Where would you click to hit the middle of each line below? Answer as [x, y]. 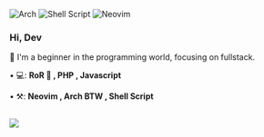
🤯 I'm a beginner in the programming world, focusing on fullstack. [132, 57]
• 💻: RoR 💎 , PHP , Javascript [65, 75]
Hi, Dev [26, 37]
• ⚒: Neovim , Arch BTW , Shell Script [81, 96]
